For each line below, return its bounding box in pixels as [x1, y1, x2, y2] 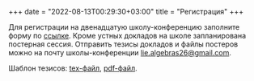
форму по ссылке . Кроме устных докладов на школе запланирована [8, 31, 247, 40]
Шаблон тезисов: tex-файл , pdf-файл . [8, 63, 138, 73]
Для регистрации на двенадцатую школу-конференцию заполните [8, 22, 240, 31]
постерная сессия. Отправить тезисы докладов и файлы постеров [8, 39, 239, 49]
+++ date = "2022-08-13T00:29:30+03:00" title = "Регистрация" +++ [8, 7, 244, 16]
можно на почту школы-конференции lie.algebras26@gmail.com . [8, 48, 232, 57]
